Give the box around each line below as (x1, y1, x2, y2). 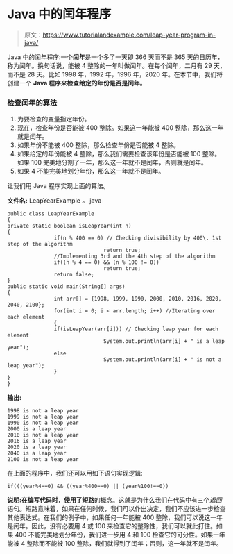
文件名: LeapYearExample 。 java (7, 196, 102, 205)
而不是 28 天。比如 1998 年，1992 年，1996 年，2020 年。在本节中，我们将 (7, 70, 223, 78)
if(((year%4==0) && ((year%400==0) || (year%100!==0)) (7, 483, 169, 490)
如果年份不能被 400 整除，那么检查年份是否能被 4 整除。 (17, 141, 180, 149)
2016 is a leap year (7, 438, 67, 445)
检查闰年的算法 (7, 98, 58, 108)
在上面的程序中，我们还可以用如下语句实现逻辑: (7, 469, 144, 478)
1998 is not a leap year (7, 408, 79, 414)
